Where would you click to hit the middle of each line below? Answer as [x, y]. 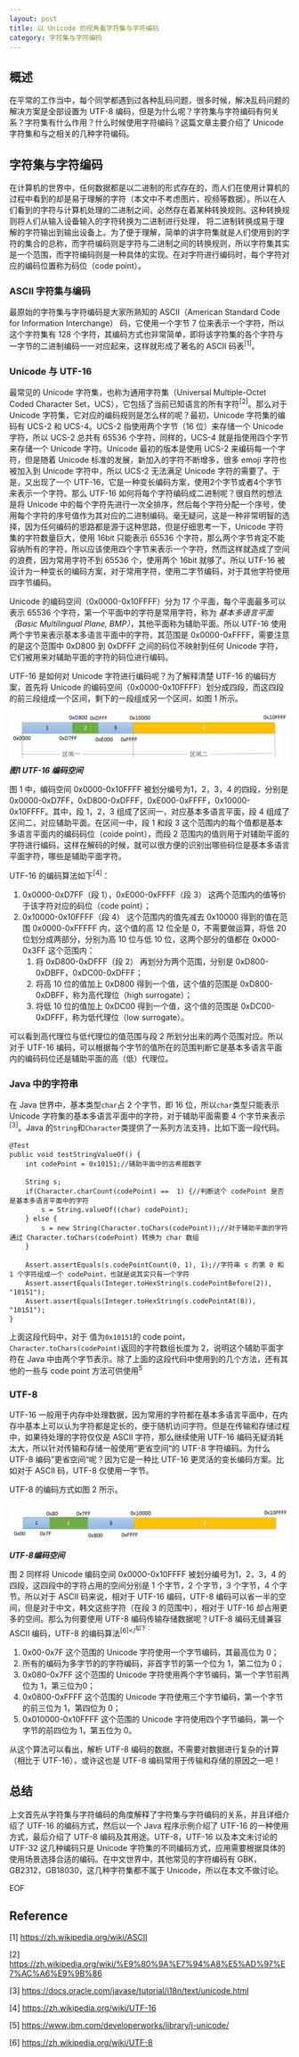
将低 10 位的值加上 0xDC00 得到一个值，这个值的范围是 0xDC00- [155, 1006]
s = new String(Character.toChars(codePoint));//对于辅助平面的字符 [165, 1228]
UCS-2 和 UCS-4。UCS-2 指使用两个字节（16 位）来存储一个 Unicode [155, 426]
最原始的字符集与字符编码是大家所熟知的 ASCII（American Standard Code [145, 312]
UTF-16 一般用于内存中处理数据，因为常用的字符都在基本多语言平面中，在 [145, 1415]
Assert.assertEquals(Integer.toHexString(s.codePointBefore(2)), [149, 1284]
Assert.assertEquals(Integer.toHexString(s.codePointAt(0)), [141, 1301]
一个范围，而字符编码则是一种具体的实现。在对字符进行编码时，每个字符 [149, 255]
